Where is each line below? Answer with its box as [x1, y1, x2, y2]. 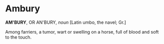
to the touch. [5, 34, 32, 40]
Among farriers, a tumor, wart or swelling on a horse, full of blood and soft [5, 29, 159, 35]
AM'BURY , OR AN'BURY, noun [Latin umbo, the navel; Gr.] [5, 19, 126, 25]
